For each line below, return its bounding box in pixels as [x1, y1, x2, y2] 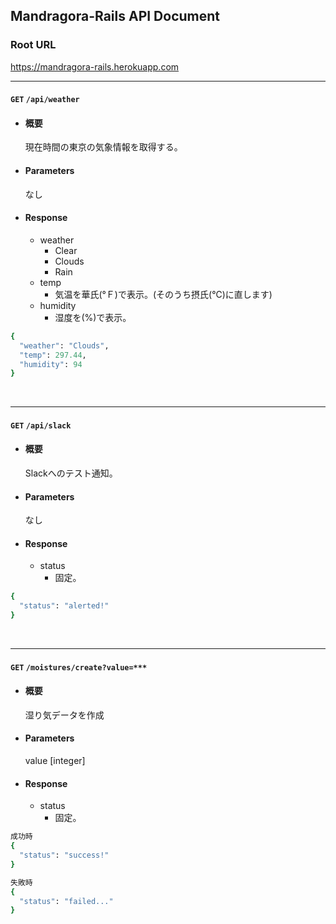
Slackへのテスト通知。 [24, 467, 118, 479]
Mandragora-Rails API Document [10, 8, 221, 25]
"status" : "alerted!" [19, 601, 110, 611]
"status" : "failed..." [19, 896, 114, 906]
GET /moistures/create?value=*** [10, 662, 148, 673]
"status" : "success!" [19, 850, 110, 861]
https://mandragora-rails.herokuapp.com [10, 60, 180, 73]
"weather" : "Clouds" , [19, 340, 110, 351]
